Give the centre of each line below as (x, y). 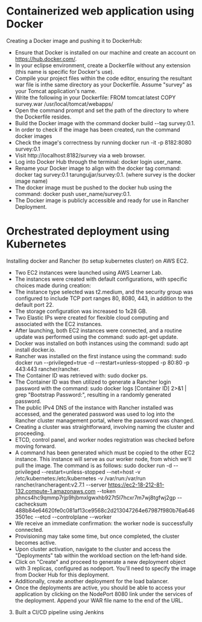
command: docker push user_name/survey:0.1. (73, 194)
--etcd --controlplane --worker (73, 517)
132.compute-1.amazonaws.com (55, 491)
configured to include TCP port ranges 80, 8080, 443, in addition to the (104, 298)
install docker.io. (35, 350)
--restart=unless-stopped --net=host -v (91, 472)
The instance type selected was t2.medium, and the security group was (104, 292)
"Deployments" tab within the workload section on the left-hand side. (101, 555)
